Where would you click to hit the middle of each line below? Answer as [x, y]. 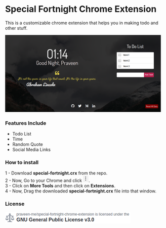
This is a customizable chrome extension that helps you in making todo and [82, 23]
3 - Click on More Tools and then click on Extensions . [60, 186]
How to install [22, 162]
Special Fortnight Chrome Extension [81, 9]
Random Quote [28, 144]
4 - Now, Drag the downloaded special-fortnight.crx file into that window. [81, 191]
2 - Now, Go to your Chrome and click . [48, 181]
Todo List [22, 134]
